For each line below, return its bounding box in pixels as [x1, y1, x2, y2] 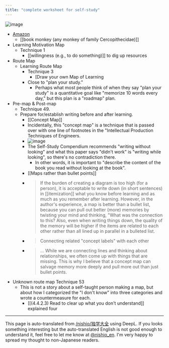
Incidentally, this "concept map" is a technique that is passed [27, 122, 154, 128]
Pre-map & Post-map [12, 100, 57, 106]
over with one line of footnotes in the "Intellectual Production [27, 127, 153, 133]
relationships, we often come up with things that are [40, 253, 148, 259]
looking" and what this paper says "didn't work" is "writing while [27, 149, 161, 155]
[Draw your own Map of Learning [35, 74, 104, 80]
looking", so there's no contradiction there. [27, 154, 116, 160]
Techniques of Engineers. [27, 132, 81, 138]
